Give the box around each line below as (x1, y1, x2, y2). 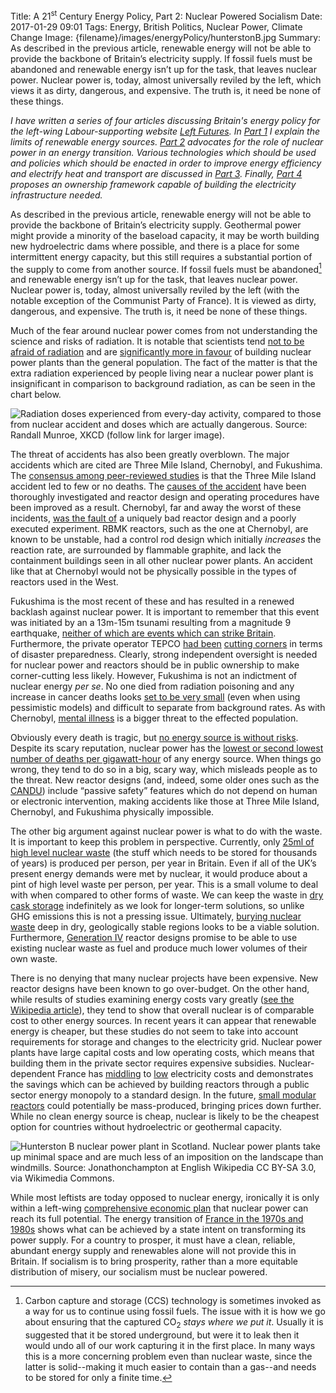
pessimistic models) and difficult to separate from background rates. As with (10, 702, 326, 714)
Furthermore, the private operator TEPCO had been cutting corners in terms (10, 638, 323, 650)
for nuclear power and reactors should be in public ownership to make (10, 659, 300, 671)
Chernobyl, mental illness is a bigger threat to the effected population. (10, 712, 299, 724)
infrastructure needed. (10, 189, 103, 201)
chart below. (10, 389, 62, 401)
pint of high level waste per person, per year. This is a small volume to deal (10, 879, 319, 891)
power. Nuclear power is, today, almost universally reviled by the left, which (10, 74, 322, 86)
